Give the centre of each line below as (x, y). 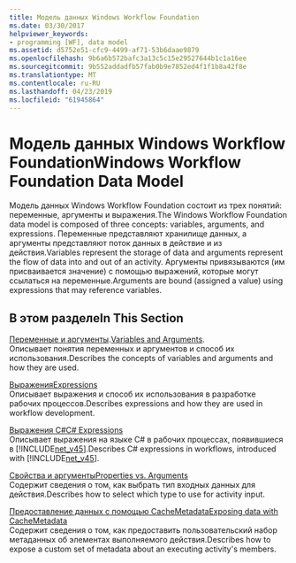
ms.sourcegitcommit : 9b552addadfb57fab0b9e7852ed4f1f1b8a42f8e (128, 67)
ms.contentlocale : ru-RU (55, 83)
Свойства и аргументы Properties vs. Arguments (99, 475)
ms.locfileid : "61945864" (57, 100)
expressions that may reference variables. (85, 290)
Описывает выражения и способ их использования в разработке (133, 394)
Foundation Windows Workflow (125, 162)
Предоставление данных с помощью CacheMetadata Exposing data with (144, 512)
